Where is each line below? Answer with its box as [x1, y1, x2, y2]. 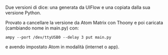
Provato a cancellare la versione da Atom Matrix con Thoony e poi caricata [5, 20, 163, 25]
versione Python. [5, 10, 42, 16]
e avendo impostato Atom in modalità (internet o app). [5, 44, 120, 50]
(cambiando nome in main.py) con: [5, 25, 79, 31]
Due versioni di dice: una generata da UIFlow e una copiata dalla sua [5, 5, 151, 10]
